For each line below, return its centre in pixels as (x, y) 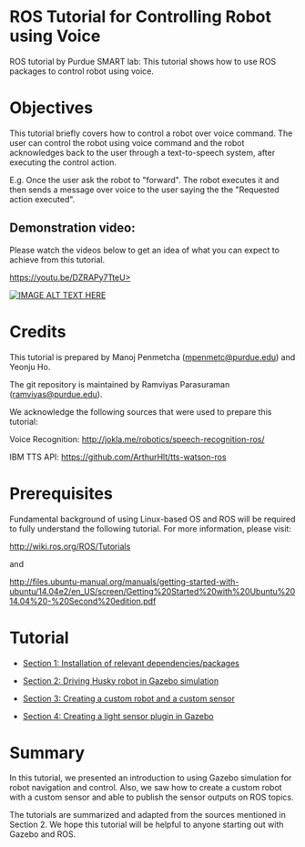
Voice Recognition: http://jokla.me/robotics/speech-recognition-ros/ (137, 439)
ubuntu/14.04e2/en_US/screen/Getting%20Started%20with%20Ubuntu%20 (152, 591)
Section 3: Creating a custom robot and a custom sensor (128, 698)
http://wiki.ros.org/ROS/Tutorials (70, 546)
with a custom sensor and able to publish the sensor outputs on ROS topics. (152, 797)
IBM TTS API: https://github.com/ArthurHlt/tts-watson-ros (118, 457)
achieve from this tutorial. (57, 259)
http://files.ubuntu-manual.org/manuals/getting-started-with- (124, 582)
